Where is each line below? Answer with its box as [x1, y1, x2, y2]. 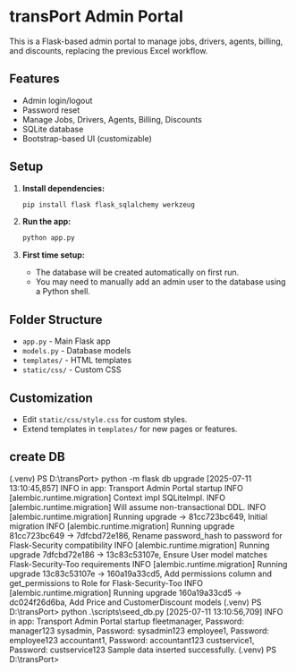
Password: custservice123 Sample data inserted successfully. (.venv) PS [9, 644, 277, 655]
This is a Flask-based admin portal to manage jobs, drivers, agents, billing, [9, 36, 283, 47]
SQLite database [21, 123, 84, 134]
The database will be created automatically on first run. [35, 267, 240, 278]
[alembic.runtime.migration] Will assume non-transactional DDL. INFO [9, 501, 266, 512]
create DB [9, 449, 65, 464]
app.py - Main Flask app [21, 336, 111, 346]
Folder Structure [9, 311, 103, 327]
